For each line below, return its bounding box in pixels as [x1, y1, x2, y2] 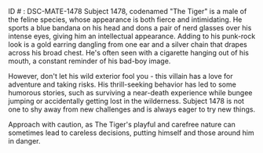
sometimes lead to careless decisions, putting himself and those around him [8, 128, 255, 137]
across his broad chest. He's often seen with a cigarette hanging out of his [8, 48, 250, 57]
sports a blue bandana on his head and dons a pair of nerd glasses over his [8, 23, 252, 32]
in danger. [8, 137, 41, 145]
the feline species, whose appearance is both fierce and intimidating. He [8, 15, 243, 24]
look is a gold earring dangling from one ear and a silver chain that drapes [8, 40, 247, 49]
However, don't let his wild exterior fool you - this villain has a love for [8, 72, 233, 80]
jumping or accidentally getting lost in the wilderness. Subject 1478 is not [8, 97, 245, 105]
